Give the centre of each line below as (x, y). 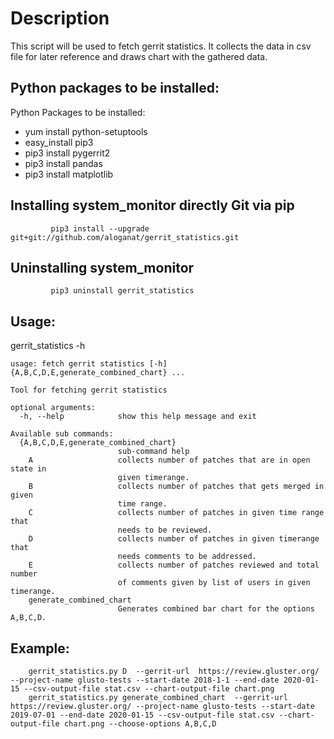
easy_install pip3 (59, 142)
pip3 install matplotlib (69, 174)
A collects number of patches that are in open (169, 460)
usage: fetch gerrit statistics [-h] (89, 364)
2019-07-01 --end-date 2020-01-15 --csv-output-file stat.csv (142, 715)
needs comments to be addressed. (187, 557)
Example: (40, 648)
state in (28, 469)
